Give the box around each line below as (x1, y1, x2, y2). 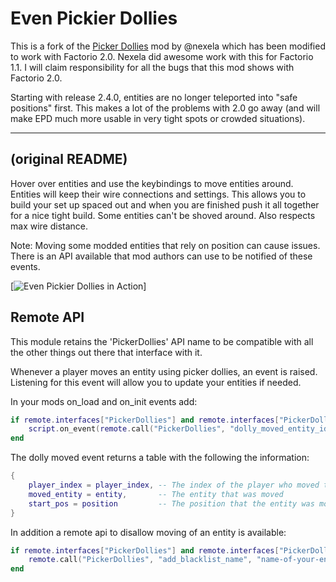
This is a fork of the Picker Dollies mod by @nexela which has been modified (10, 40, 326, 52)
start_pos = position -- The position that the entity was (28, 498, 315, 509)
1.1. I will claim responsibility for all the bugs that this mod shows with (10, 61, 295, 73)
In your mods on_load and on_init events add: (10, 395, 198, 407)
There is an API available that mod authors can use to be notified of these (10, 250, 313, 262)
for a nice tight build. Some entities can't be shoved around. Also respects (10, 209, 316, 221)
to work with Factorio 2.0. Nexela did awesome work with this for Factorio (10, 50, 314, 62)
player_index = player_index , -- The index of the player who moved (28, 480, 320, 491)
